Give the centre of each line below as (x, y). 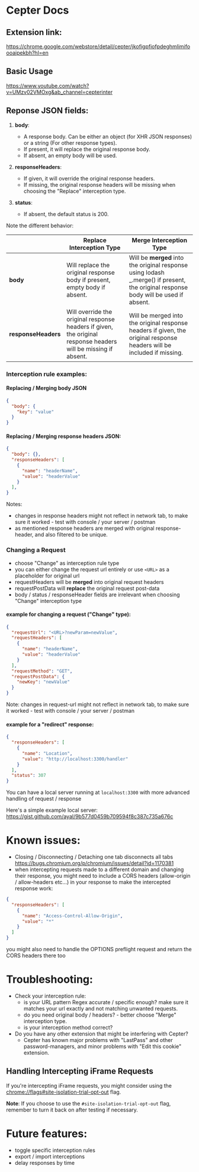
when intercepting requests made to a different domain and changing (99, 869)
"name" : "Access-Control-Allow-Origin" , (72, 916)
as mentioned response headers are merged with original (85, 528)
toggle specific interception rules (55, 1150)
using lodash (147, 272)
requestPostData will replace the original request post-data (87, 588)
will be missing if (90, 349)
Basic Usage (30, 72)
